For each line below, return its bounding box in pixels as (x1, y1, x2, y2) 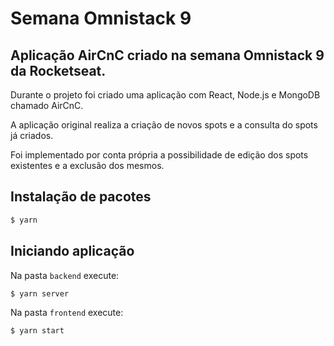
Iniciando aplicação (10, 243, 135, 260)
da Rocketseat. (10, 62, 107, 79)
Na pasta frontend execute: (10, 307, 124, 319)
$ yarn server (10, 288, 70, 299)
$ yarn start (10, 326, 65, 336)
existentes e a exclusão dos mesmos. (10, 160, 165, 171)
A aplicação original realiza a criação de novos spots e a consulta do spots (10, 119, 318, 131)
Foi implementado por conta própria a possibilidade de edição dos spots (10, 149, 309, 161)
